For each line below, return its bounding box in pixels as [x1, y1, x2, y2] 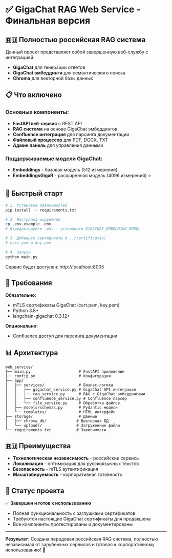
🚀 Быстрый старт [5, 189, 63, 198]
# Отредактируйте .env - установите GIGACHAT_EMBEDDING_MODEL [5, 226, 141, 232]
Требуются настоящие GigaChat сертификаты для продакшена [12, 515, 151, 522]
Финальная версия [5, 15, 91, 27]
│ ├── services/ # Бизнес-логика [5, 382, 114, 388]
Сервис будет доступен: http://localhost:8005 [5, 263, 104, 270]
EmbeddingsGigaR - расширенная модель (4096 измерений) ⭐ [12, 172, 152, 178]
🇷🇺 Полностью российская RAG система [5, 35, 146, 44]
